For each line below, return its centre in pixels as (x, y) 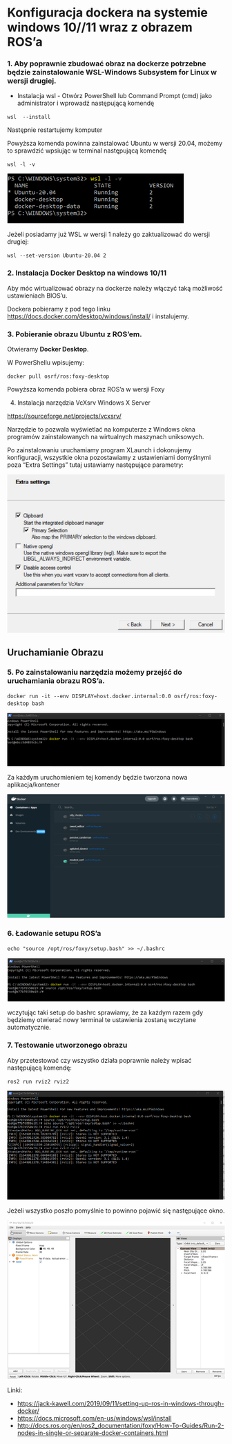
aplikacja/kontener (33, 784)
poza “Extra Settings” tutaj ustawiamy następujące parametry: (96, 465)
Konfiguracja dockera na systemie (108, 13)
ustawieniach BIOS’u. (37, 296)
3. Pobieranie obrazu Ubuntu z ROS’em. (75, 334)
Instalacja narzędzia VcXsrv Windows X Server (84, 403)
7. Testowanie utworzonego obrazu (67, 1046)
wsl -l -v (21, 165)
